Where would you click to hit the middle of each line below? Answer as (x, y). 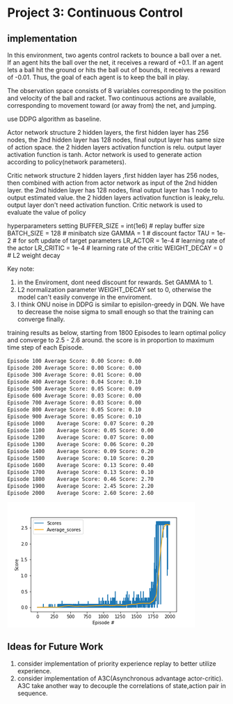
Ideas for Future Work (55, 647)
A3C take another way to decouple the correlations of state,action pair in (121, 685)
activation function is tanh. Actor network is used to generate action (104, 155)
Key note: (21, 269)
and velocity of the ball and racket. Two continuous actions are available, (112, 98)
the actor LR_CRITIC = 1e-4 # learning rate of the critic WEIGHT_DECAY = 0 (115, 248)
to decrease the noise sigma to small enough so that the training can (115, 312)
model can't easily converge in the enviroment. (85, 297)
